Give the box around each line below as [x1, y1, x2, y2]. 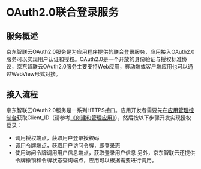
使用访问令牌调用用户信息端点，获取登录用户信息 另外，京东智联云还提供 [14, 149, 196, 156]
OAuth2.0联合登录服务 [6, 5, 119, 19]
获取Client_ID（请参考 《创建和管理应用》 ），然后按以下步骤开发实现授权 [17, 114, 191, 121]
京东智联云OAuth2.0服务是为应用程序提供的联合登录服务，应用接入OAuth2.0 [6, 48, 195, 55]
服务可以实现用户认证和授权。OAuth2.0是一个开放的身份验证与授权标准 [6, 56, 182, 63]
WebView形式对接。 [11, 70, 61, 78]
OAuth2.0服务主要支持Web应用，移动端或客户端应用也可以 [43, 63, 188, 70]
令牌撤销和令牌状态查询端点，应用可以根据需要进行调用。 [14, 156, 157, 164]
